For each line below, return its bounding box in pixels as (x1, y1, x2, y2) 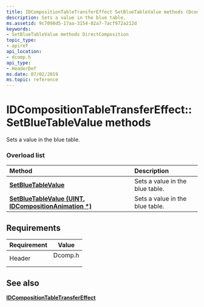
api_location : (6, 49, 42, 55)
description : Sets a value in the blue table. (6, 15, 126, 21)
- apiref (6, 43, 29, 49)
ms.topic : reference (6, 77, 59, 83)
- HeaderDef (6, 65, 36, 72)
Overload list (6, 151, 46, 159)
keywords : (6, 26, 32, 32)
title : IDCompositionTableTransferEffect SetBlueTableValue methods (6, 9, 183, 15)
